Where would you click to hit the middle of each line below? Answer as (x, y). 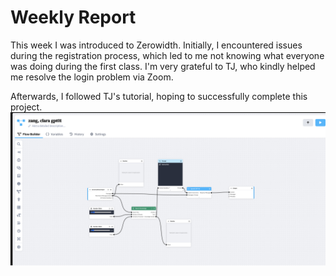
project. (26, 107)
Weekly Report (73, 17)
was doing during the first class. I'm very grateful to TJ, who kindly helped (163, 66)
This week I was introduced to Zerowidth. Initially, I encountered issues (156, 45)
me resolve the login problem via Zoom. (92, 77)
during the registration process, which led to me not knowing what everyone (167, 55)
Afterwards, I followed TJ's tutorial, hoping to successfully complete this (159, 96)
